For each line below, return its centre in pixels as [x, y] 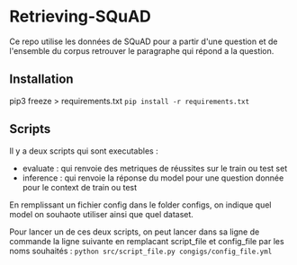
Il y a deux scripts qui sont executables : [84, 151]
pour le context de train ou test [80, 187]
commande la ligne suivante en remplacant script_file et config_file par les [147, 241]
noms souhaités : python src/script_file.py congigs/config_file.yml [141, 251]
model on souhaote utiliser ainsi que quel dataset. [101, 214]
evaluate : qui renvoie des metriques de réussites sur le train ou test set [155, 168]
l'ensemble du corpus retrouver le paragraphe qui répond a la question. [142, 50]
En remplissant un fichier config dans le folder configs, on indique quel [140, 205]
